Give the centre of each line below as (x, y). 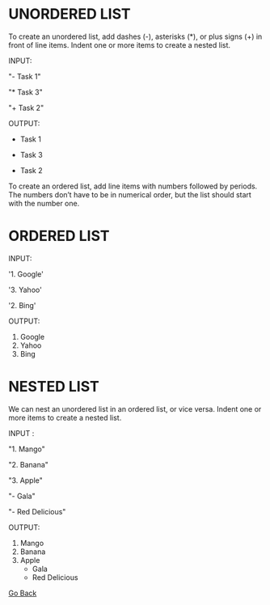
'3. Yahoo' (25, 290)
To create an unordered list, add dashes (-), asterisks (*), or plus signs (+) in (135, 36)
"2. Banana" (28, 464)
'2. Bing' (22, 305)
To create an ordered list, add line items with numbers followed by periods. (133, 186)
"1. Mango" (27, 449)
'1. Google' (26, 274)
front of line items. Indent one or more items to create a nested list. (120, 44)
